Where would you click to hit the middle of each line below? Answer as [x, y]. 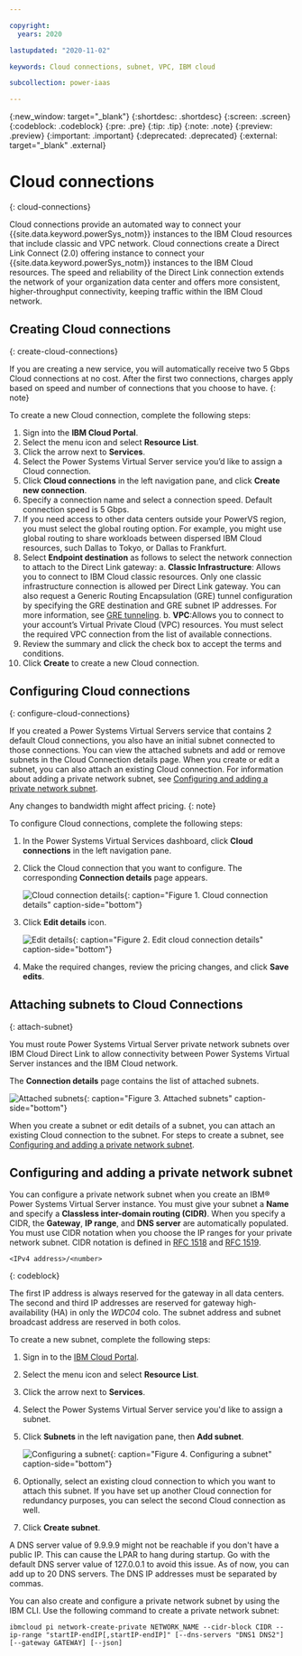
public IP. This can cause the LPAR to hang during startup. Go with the [140, 1555]
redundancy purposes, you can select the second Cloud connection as [154, 1501]
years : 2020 [40, 34]
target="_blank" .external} [58, 145]
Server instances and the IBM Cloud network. [94, 1063]
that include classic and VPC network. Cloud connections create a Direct [144, 244]
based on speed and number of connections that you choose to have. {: [143, 388]
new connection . [55, 490]
